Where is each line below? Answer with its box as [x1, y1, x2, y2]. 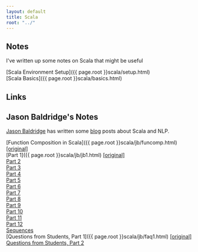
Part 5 [6, 176, 21, 184]
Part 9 [6, 202, 21, 209]
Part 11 [6, 214, 22, 221]
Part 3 [6, 164, 21, 171]
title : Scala [6, 14, 38, 20]
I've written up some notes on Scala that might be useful [6, 57, 143, 64]
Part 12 [6, 221, 24, 228]
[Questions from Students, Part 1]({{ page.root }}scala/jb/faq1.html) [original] [6, 233, 192, 240]
